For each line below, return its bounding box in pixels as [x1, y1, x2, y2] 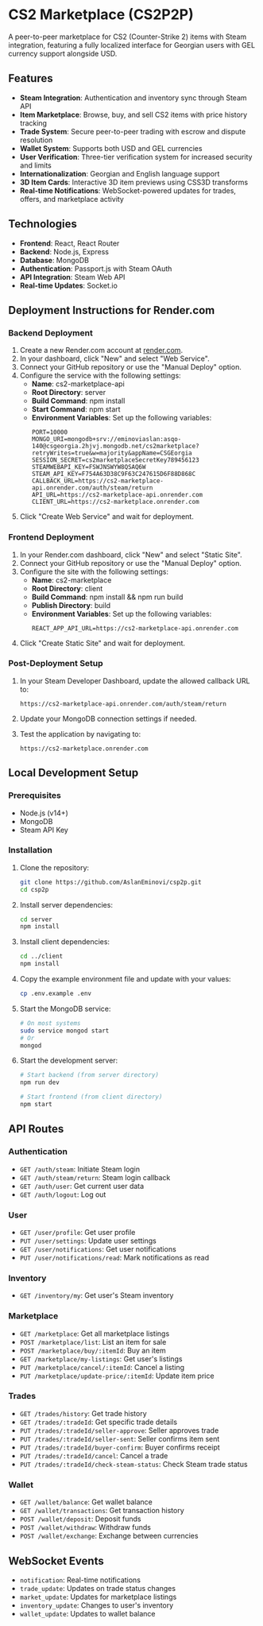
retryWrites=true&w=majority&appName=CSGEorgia [31, 449, 192, 458]
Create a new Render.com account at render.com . [19, 346, 184, 355]
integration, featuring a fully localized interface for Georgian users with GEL [8, 40, 256, 49]
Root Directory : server [31, 388, 106, 397]
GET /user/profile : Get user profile [19, 1227, 136, 1237]
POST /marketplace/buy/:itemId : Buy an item [19, 1345, 166, 1355]
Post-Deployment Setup [8, 658, 103, 669]
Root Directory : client [31, 583, 103, 593]
